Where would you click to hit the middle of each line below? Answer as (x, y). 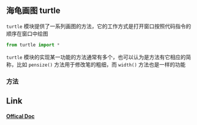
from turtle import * (33, 45)
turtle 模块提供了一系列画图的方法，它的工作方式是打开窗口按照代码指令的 (98, 26)
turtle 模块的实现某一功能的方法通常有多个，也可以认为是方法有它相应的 (96, 57)
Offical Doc (20, 116)
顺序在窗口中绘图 (27, 33)
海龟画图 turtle (33, 11)
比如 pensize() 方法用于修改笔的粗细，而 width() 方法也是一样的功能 (101, 64)
